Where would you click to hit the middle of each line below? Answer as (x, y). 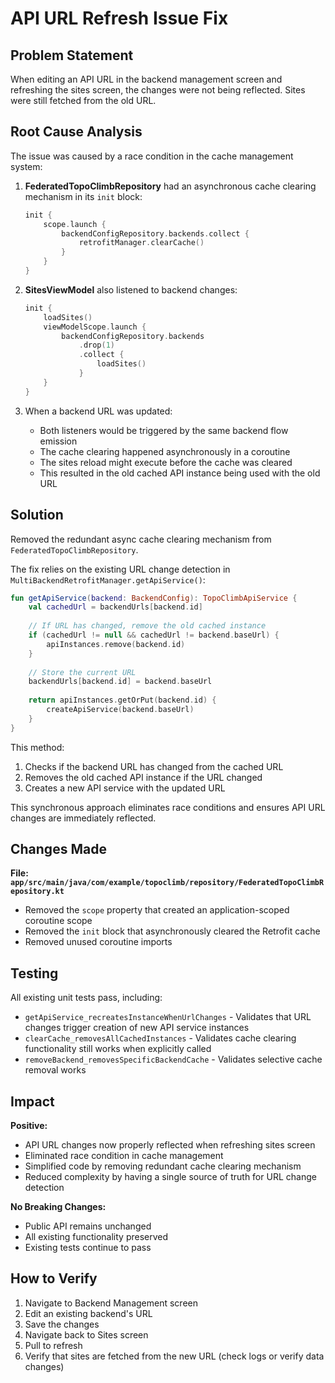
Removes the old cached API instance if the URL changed (143, 777)
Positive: (29, 1126)
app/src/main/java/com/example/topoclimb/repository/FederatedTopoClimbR (167, 883)
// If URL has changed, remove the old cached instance (147, 626)
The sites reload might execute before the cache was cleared (166, 462)
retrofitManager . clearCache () (141, 243)
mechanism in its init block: (83, 196)
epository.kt (37, 892)
